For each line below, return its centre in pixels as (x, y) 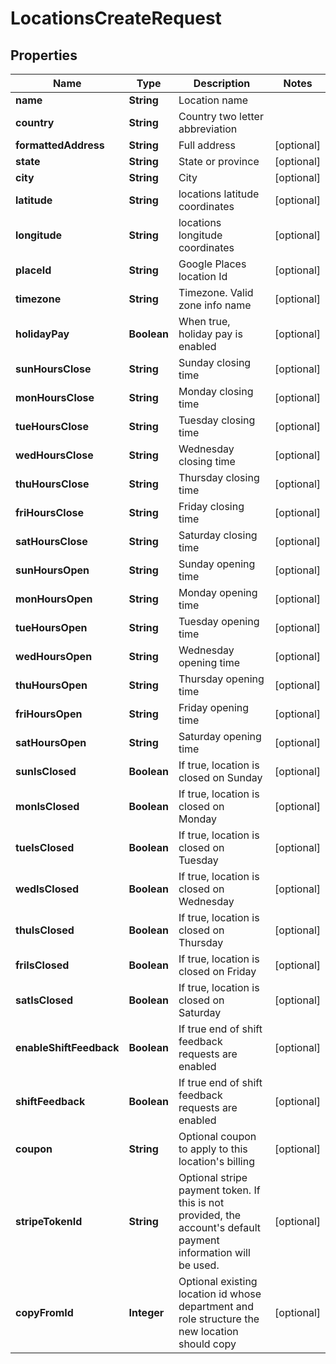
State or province (219, 161)
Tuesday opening (219, 621)
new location (208, 1331)
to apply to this (213, 1149)
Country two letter (221, 116)
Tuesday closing (217, 420)
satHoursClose (51, 541)
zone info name (215, 305)
